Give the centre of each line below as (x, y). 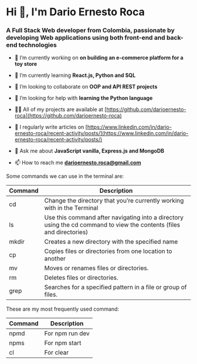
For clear (57, 353)
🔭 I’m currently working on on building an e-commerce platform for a (99, 58)
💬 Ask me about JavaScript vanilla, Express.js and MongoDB (89, 151)
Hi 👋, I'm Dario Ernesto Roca (75, 12)
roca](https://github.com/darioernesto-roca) (68, 116)
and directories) (66, 232)
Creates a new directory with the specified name (111, 242)
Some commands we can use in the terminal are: (65, 176)
